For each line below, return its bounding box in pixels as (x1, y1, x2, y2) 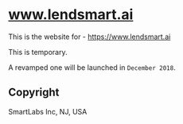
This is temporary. (8, 47, 68, 56)
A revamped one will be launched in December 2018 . (8, 62, 177, 72)
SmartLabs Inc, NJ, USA (8, 107, 88, 116)
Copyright (8, 86, 60, 99)
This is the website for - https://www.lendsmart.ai (8, 32, 171, 41)
